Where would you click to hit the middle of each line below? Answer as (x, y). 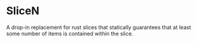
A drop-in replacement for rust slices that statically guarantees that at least (99, 27)
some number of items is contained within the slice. (70, 33)
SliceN (23, 11)
